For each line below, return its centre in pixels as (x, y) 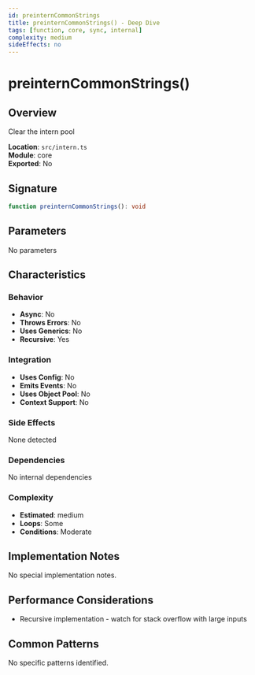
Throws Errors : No (50, 323)
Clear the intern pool (41, 132)
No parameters (33, 250)
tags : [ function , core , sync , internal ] (76, 30)
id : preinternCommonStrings (54, 15)
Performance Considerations (81, 600)
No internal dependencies (50, 477)
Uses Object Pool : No (55, 394)
